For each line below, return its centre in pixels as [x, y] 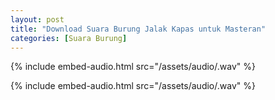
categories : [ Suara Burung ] [69, 38]
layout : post [37, 19]
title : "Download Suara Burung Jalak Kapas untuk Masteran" [138, 29]
